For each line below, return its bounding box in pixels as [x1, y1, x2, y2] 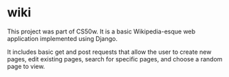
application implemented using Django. [7, 34, 118, 42]
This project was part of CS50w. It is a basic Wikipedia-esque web [7, 27, 196, 35]
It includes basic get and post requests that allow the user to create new [7, 48, 212, 56]
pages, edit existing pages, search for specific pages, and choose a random [7, 55, 223, 63]
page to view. [7, 62, 45, 70]
